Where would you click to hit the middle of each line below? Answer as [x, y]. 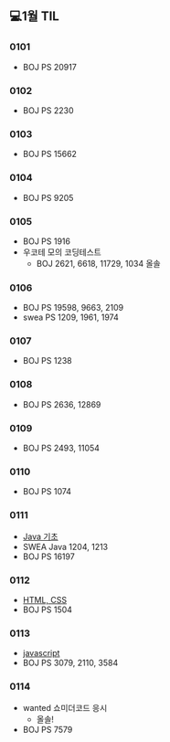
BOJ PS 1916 [47, 241]
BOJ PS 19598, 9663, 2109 [73, 308]
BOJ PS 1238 [47, 361]
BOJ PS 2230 [48, 110]
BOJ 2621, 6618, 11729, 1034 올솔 [99, 263]
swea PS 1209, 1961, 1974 [70, 317]
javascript [41, 653]
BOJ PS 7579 [48, 729]
